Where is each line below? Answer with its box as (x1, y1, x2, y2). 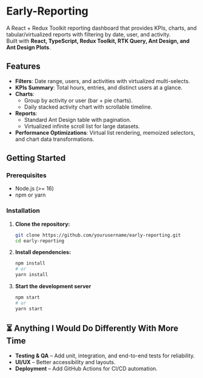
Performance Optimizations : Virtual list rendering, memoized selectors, (15, 129, 195, 136)
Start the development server (15, 283, 92, 290)
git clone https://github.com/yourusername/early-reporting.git (15, 232, 181, 238)
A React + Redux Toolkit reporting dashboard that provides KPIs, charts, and (6, 24, 197, 32)
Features (6, 61, 41, 72)
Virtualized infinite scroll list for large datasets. (24, 123, 141, 130)
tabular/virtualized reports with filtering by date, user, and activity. (6, 30, 171, 38)
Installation (6, 206, 41, 215)
